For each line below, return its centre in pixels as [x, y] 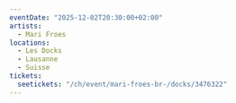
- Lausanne [38, 59]
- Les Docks [40, 51]
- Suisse [34, 68]
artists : [26, 26]
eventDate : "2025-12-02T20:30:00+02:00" [86, 17]
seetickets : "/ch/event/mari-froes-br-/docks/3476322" [123, 84]
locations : [30, 43]
